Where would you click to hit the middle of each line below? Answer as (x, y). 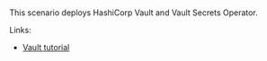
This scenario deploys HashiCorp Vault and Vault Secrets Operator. (133, 13)
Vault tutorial (46, 47)
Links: (20, 30)
